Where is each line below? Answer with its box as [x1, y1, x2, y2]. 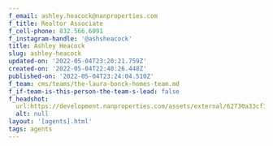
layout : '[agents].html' [8, 118, 93, 126]
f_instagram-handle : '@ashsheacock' [8, 34, 132, 43]
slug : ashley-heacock [8, 49, 82, 58]
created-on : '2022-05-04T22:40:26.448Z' [8, 65, 148, 73]
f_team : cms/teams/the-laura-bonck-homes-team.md [8, 79, 180, 88]
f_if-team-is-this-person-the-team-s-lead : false [8, 87, 180, 96]
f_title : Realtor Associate [8, 19, 104, 28]
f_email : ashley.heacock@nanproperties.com [8, 11, 158, 20]
